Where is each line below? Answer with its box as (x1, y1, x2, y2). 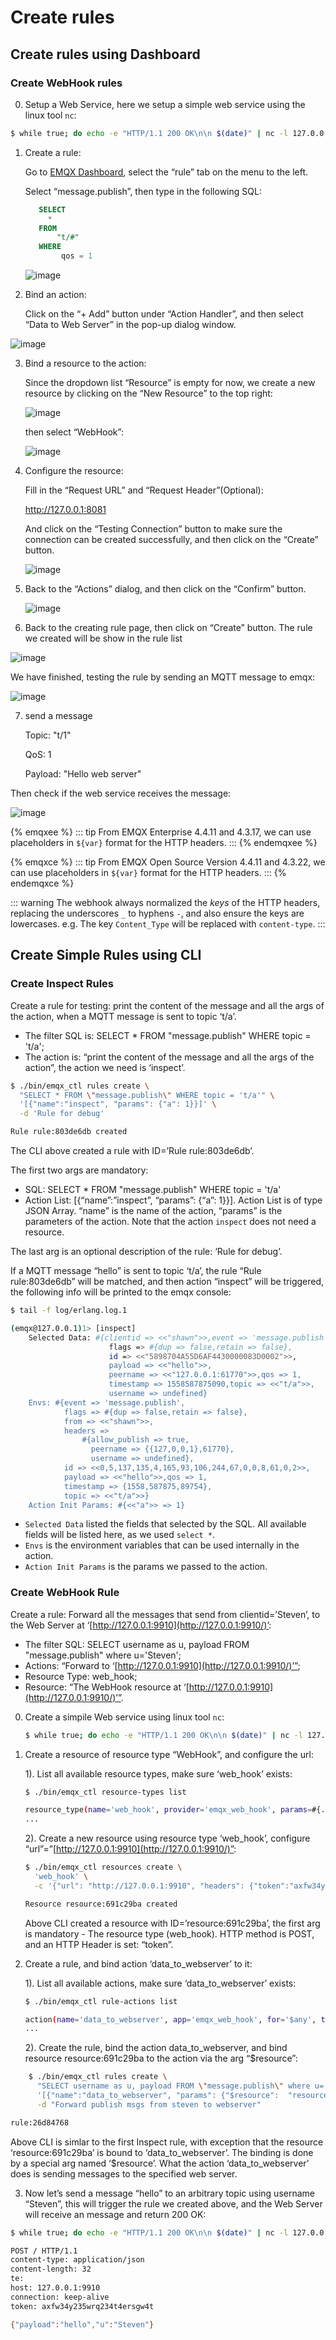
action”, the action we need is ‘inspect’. (24, 1061, 186, 1073)
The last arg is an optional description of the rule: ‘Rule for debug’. (10, 1246, 283, 1258)
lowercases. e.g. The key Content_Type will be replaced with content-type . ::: (10, 918, 326, 930)
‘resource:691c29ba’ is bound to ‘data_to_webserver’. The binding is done (10, 2146, 314, 2158)
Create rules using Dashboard (10, 46, 201, 63)
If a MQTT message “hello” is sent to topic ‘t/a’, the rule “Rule (10, 1265, 262, 1277)
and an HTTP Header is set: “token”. (24, 1938, 174, 1950)
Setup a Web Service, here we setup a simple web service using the (24, 98, 306, 110)
